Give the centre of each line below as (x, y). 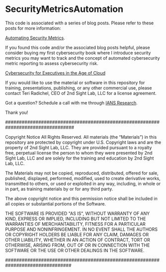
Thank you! (17, 112)
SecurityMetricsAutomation (64, 9)
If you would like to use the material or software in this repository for (75, 83)
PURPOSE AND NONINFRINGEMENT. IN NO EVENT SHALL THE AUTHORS (82, 229)
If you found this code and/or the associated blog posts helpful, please (78, 47)
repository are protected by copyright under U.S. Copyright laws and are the (83, 142)
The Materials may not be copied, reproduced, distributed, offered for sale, (82, 173)
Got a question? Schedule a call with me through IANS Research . (71, 102)
